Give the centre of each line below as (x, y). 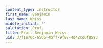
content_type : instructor (32, 10)
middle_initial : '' (26, 24)
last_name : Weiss (23, 19)
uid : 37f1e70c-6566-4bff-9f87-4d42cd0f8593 (52, 38)
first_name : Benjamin (28, 14)
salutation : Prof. (24, 28)
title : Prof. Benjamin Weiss (36, 33)
